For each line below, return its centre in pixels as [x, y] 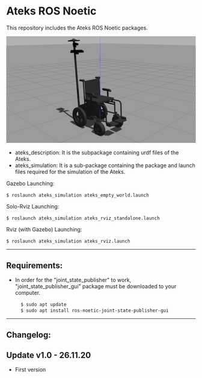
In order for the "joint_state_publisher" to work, [73, 280]
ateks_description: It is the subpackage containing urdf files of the [97, 153]
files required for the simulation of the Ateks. [70, 172]
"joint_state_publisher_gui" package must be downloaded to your [96, 286]
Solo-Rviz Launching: [33, 207]
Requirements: [35, 266]
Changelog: [29, 335]
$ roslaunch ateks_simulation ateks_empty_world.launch [78, 195]
